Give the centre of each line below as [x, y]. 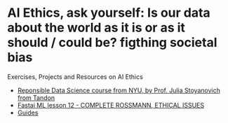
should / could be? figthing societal [112, 43]
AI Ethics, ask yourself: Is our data [109, 13]
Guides [28, 113]
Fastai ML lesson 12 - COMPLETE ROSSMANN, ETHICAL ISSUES [111, 105]
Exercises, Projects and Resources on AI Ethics [75, 77]
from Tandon [36, 97]
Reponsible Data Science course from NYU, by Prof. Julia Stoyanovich [119, 90]
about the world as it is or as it [96, 28]
